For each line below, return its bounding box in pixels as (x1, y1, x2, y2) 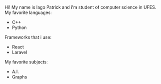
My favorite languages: (4, 9, 52, 15)
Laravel (11, 49, 27, 55)
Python (11, 24, 27, 30)
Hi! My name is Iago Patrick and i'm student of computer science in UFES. (4, 4, 157, 10)
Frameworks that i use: (4, 34, 52, 40)
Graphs (11, 74, 27, 79)
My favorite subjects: (4, 59, 48, 64)
